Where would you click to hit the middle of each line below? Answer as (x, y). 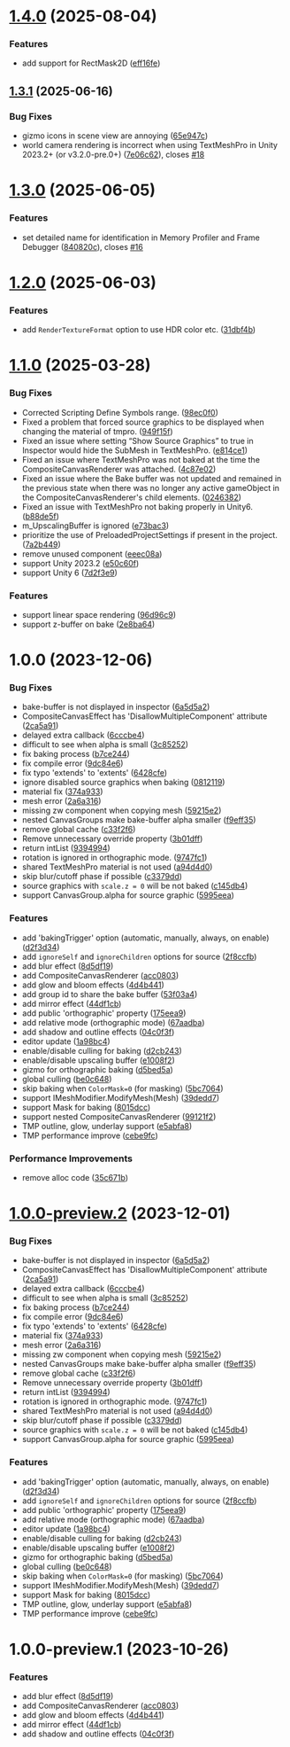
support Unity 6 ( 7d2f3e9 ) (69, 573)
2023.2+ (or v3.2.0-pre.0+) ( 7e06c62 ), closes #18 (113, 155)
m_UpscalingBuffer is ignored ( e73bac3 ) (95, 526)
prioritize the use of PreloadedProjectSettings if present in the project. (150, 534)
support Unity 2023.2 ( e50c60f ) (80, 563)
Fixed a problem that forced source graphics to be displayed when (143, 422)
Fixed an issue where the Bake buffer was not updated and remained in (152, 478)
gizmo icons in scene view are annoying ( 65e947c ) (115, 136)
